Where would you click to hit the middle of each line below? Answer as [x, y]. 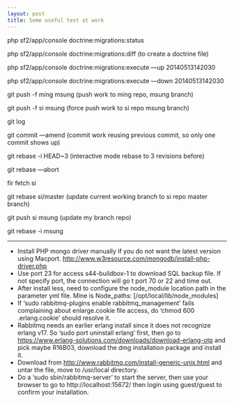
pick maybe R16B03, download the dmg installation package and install [119, 347]
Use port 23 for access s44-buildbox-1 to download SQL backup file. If [119, 273]
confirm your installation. [53, 392]
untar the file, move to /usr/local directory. [78, 369]
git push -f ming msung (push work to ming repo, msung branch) [100, 94]
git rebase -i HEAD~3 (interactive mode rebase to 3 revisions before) [106, 156]
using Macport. [39, 258]
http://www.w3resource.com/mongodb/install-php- [136, 258]
